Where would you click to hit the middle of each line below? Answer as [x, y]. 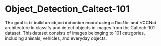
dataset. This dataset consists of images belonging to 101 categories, [75, 33]
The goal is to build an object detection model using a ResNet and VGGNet [81, 23]
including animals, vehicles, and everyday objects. [56, 38]
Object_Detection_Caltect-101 [67, 9]
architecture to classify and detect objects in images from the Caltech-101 [80, 27]
